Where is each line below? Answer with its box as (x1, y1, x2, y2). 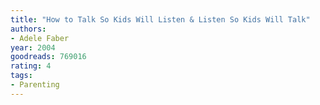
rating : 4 (10, 61, 52, 71)
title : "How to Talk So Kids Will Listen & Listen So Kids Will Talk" (10, 14, 311, 25)
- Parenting (10, 80, 60, 90)
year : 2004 (10, 42, 56, 53)
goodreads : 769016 (10, 52, 87, 62)
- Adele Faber (10, 33, 70, 43)
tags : (10, 71, 33, 81)
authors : (10, 24, 47, 34)
